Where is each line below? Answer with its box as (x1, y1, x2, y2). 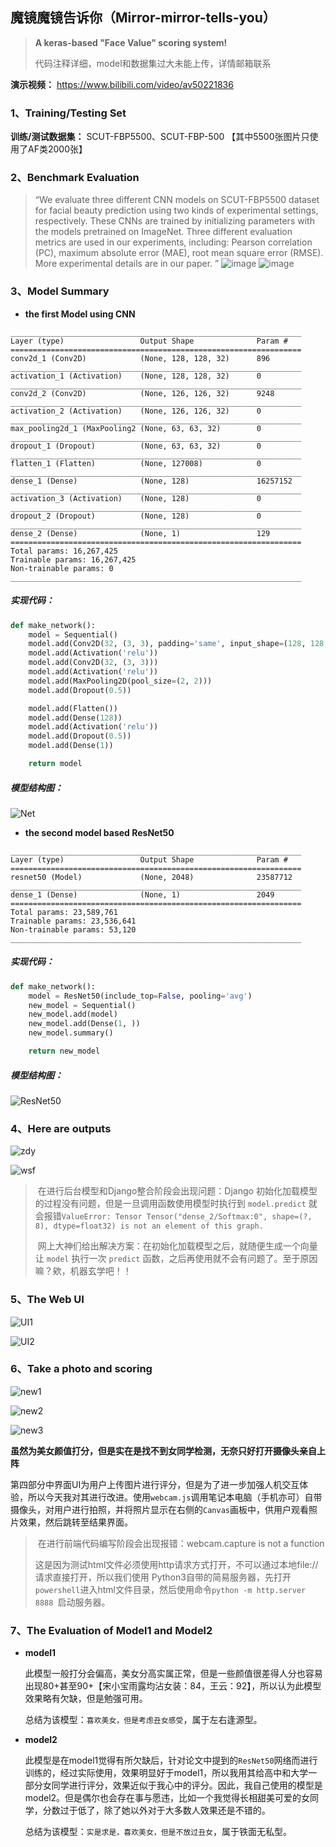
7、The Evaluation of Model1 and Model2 (10, 1623, 213, 1637)
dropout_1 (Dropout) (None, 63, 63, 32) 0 (10, 441, 262, 451)
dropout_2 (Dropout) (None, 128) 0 (10, 511, 262, 521)
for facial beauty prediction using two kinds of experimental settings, (34, 204, 319, 217)
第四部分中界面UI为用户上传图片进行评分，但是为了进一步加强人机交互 (10, 1478, 300, 1490)
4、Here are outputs (10, 1121, 112, 1135)
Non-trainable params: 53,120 (10, 924, 137, 935)
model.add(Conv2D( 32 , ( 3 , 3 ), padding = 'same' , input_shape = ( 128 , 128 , (28, 639, 329, 649)
